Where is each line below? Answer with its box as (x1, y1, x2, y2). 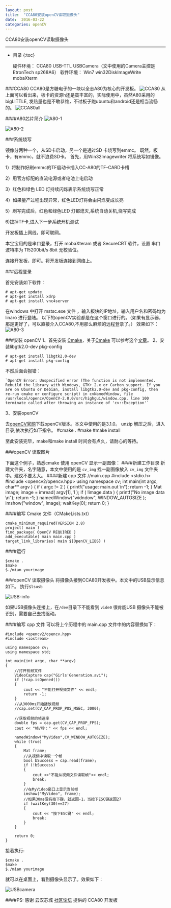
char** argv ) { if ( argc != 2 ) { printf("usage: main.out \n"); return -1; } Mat (5, 484, 162, 490)
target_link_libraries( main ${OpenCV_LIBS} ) (5, 539, 106, 544)
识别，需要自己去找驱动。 (5, 611, 59, 617)
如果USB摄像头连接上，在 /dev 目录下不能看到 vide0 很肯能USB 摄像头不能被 (5, 604, 164, 611)
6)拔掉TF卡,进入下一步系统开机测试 (5, 219, 79, 225)
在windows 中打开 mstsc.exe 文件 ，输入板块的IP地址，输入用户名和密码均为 (5, 308, 166, 314)
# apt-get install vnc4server (5, 298, 70, 304)
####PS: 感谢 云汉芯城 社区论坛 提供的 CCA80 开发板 (5, 897, 118, 903)
